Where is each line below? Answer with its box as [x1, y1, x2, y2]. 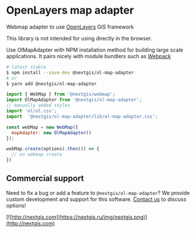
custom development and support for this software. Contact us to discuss [6, 196, 186, 203]
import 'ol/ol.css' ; [6, 108, 58, 114]
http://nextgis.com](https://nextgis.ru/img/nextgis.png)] [11, 213, 147, 221]
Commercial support [6, 174, 84, 184]
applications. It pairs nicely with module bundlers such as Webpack [6, 52, 171, 59]
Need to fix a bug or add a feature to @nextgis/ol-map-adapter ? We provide [6, 189, 190, 196]
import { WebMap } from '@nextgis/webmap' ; [6, 92, 116, 97]
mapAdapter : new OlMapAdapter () [11, 130, 92, 136]
